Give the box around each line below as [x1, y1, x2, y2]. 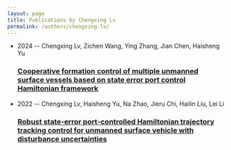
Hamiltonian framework [17, 84, 99, 93]
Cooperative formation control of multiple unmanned [17, 66, 199, 76]
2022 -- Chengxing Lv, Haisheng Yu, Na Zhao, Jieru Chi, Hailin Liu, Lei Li [17, 100, 225, 108]
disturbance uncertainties [17, 134, 107, 144]
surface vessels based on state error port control [17, 75, 186, 85]
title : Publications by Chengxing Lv [7, 17, 116, 24]
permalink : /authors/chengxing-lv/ [7, 23, 110, 30]
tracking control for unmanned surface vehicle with [17, 125, 194, 135]
